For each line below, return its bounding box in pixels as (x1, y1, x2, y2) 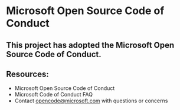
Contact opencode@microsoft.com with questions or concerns (14, 97, 168, 104)
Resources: (6, 69, 49, 79)
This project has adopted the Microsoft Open (6, 40, 175, 50)
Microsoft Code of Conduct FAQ (14, 91, 93, 98)
